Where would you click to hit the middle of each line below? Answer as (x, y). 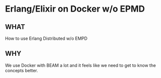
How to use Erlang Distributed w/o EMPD (46, 38)
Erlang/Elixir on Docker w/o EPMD (75, 9)
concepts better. (21, 70)
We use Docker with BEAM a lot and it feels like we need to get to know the (80, 65)
